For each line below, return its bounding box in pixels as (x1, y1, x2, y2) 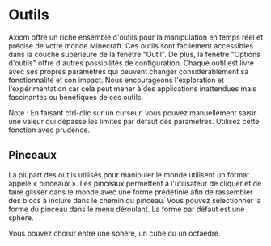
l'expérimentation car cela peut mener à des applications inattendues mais (8, 83, 257, 94)
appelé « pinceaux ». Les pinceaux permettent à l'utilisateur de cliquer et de (8, 178, 262, 188)
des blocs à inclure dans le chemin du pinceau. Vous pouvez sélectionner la (8, 195, 261, 205)
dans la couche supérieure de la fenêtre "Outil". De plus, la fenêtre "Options (8, 49, 261, 59)
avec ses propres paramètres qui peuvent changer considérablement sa (8, 66, 249, 76)
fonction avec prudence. (8, 125, 91, 135)
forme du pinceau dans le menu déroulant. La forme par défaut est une (8, 204, 245, 214)
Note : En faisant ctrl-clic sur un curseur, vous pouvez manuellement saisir (8, 107, 256, 118)
